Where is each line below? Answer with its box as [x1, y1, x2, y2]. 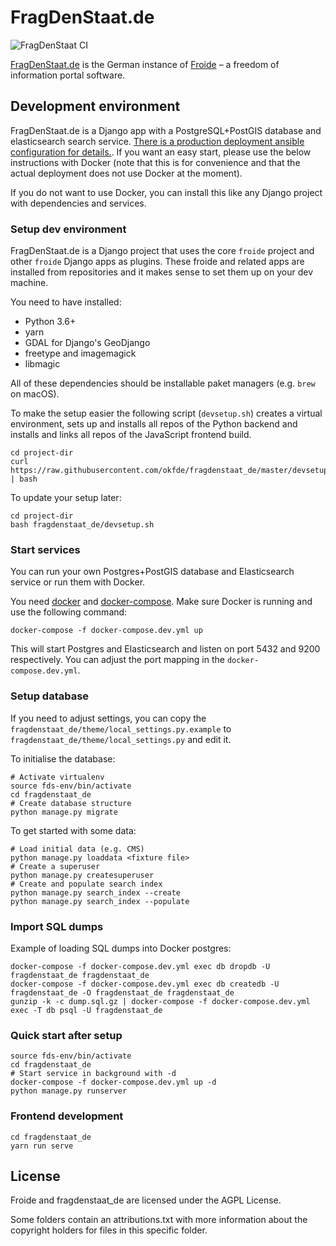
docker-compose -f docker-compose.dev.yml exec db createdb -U [10, 979, 280, 989]
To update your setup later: [10, 492, 122, 504]
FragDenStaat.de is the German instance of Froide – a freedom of [10, 58, 280, 70]
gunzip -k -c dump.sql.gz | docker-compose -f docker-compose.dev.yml [10, 996, 311, 1006]
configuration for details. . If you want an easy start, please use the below [10, 146, 312, 158]
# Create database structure [10, 798, 132, 808]
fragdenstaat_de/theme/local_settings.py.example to [10, 722, 232, 735]
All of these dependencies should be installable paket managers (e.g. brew [10, 377, 316, 390]
